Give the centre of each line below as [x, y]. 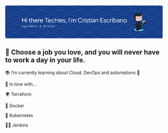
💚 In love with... [21, 84]
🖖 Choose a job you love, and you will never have [82, 52]
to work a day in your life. [45, 60]
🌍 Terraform [18, 94]
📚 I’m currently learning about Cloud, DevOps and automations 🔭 [72, 72]
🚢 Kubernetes [19, 115]
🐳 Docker [15, 105]
